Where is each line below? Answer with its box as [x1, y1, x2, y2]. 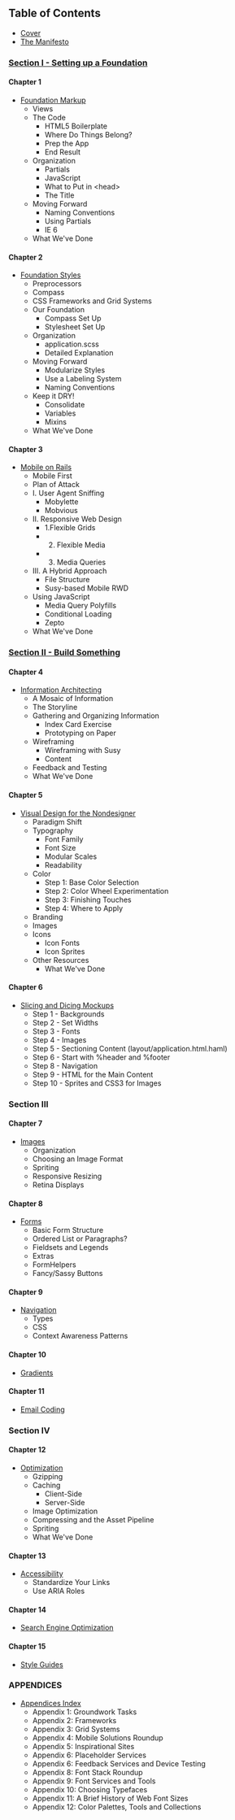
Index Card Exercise [44, 720, 112, 729]
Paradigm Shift [32, 816, 83, 826]
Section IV [8, 1425, 50, 1436]
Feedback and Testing [32, 763, 107, 773]
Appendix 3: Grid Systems [32, 1724, 120, 1734]
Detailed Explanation [44, 348, 114, 358]
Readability [44, 860, 83, 869]
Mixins [44, 417, 67, 427]
